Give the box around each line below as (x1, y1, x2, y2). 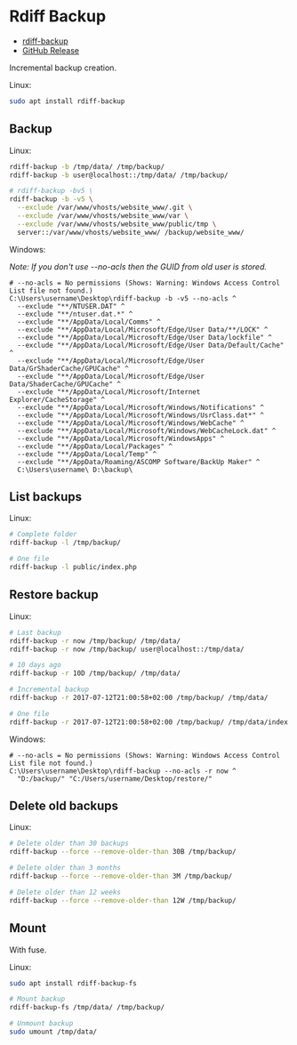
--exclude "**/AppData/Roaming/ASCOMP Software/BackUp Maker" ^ (17, 457, 261, 466)
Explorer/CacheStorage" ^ (9, 395, 105, 404)
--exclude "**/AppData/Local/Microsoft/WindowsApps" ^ (17, 434, 225, 443)
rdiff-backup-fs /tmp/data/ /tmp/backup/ (9, 1003, 165, 1012)
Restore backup (9, 587, 100, 602)
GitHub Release (21, 44, 80, 55)
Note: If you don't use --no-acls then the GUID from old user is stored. (9, 261, 268, 272)
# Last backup (9, 628, 62, 637)
